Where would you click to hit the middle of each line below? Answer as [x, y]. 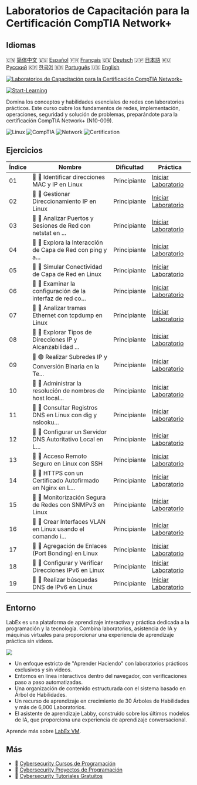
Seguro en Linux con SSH [67, 463]
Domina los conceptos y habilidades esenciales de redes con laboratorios [95, 102]
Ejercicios [24, 150]
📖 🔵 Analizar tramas [59, 308]
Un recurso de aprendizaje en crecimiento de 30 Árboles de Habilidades [102, 701]
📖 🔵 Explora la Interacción [67, 242]
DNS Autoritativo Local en [68, 439]
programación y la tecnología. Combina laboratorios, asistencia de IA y [91, 628]
